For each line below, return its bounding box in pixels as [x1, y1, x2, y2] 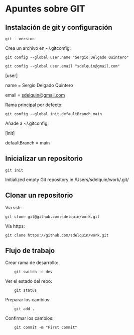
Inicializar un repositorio [5, 154, 83, 163]
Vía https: [5, 223, 25, 229]
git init [5, 168, 24, 173]
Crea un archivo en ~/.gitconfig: [5, 45, 71, 51]
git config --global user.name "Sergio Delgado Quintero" [5, 55, 129, 60]
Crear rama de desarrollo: [5, 260, 59, 266]
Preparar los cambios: [5, 297, 51, 303]
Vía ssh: [5, 204, 22, 210]
